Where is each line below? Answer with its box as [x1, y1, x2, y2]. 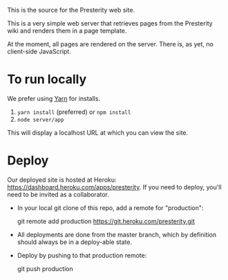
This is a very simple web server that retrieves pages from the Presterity [7, 19, 213, 27]
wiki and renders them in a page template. [7, 27, 127, 35]
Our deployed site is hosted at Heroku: [7, 176, 117, 184]
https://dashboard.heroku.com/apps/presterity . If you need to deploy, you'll [7, 183, 222, 191]
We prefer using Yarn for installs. [7, 94, 101, 102]
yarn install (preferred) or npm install [17, 107, 131, 116]
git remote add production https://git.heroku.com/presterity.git [17, 217, 196, 225]
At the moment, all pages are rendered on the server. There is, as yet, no [7, 40, 214, 48]
